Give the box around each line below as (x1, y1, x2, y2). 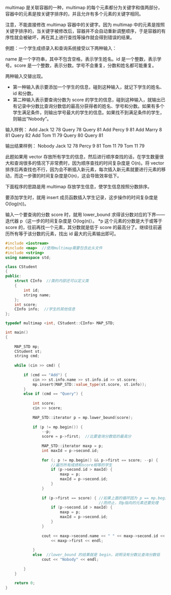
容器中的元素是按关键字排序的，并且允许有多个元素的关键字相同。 (5, 11, 144, 17)
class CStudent (5, 264, 38, 269)
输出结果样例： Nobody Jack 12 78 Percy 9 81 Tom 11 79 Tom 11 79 (5, 143, 145, 149)
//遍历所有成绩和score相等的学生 (50, 462, 112, 467)
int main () (5, 330, 28, 335)
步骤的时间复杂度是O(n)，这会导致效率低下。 (27, 173, 122, 179)
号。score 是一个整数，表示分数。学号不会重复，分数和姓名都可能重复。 (5, 63, 157, 68)
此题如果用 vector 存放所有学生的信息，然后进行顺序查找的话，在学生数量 (5, 154, 159, 159)
